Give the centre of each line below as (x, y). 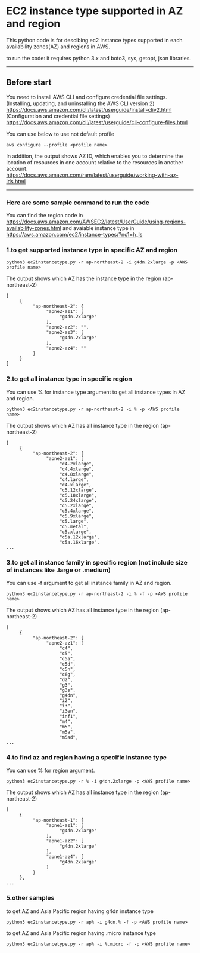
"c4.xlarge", (76, 485)
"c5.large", (74, 521)
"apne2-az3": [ (65, 333)
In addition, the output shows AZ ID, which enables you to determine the (95, 156)
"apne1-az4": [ (65, 857)
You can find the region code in (45, 216)
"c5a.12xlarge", (79, 537)
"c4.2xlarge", (77, 464)
